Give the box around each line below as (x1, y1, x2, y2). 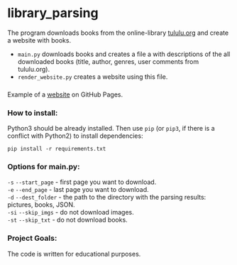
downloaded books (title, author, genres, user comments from (17, 57, 199, 65)
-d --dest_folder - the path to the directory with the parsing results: (7, 193, 206, 202)
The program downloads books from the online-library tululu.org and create (7, 28, 229, 37)
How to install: (7, 108, 58, 118)
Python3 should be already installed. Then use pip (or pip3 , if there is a (7, 124, 215, 133)
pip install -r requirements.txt (7, 146, 106, 153)
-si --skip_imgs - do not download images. (7, 208, 134, 217)
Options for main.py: (7, 162, 80, 172)
